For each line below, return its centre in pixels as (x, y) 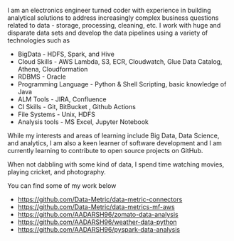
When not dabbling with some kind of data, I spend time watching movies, (116, 164)
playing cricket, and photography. (57, 172)
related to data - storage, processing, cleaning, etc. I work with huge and (114, 25)
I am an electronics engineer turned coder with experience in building (109, 10)
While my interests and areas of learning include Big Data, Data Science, (113, 135)
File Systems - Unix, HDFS (57, 114)
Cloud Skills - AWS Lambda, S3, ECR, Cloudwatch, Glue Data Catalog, (120, 62)
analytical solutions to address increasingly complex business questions (113, 18)
